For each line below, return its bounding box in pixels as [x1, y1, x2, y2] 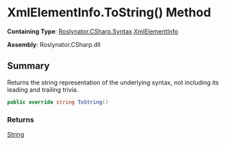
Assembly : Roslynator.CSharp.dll [7, 40, 101, 48]
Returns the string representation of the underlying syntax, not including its [7, 78, 219, 86]
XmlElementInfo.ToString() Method [7, 5, 212, 20]
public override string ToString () [7, 99, 109, 106]
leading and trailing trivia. [7, 85, 79, 93]
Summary [7, 60, 50, 72]
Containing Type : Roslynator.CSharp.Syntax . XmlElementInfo [7, 27, 179, 35]
